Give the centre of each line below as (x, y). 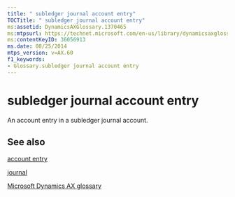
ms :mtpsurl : (24, 33)
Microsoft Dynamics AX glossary (55, 186)
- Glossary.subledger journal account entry (73, 66)
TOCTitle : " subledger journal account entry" (76, 20)
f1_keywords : (26, 60)
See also (26, 142)
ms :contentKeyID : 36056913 (47, 40)
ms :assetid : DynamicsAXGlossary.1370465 (67, 27)
